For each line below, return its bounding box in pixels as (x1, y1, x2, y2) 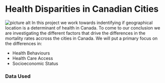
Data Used (5, 73, 31, 80)
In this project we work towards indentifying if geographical (31, 20, 153, 26)
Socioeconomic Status (12, 60, 58, 66)
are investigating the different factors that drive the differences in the (5, 30, 146, 36)
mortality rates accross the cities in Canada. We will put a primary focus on (5, 35, 158, 41)
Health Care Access (12, 55, 53, 61)
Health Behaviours (12, 50, 50, 56)
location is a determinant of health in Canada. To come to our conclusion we (5, 25, 161, 30)
